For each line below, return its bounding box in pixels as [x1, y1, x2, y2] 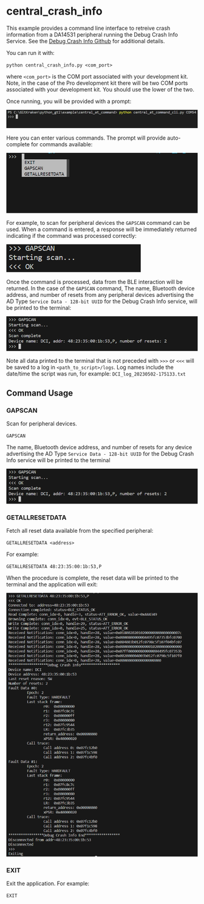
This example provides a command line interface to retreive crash [6, 24, 171, 32]
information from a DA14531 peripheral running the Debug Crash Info [6, 30, 178, 38]
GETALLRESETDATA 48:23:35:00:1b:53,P [6, 563, 102, 569]
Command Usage [6, 388, 73, 398]
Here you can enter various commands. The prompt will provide [6, 134, 166, 141]
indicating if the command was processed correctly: [6, 232, 137, 239]
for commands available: [31, 141, 93, 148]
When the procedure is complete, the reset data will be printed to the [6, 574, 179, 582]
